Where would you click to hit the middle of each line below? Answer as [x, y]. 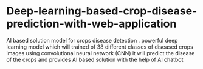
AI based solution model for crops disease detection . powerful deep [92, 40]
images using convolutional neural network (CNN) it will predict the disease [101, 53]
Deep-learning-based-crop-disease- [102, 11]
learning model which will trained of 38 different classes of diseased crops [100, 47]
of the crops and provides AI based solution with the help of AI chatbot [95, 59]
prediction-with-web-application [91, 24]
